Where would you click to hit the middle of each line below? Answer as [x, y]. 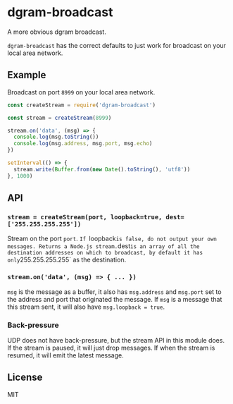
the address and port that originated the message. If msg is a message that [115, 299]
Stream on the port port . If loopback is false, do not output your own [112, 239]
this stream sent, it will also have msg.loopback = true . [86, 307]
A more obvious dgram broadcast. [57, 32]
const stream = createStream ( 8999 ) [59, 118]
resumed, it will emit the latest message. [66, 355]
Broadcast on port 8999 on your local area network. [81, 92]
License [25, 378]
